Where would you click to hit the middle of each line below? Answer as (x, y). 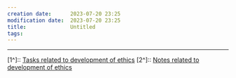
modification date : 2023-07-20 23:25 (64, 20)
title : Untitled (52, 27)
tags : (15, 33)
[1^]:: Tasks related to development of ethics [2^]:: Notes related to (103, 60)
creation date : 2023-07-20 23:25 (64, 14)
